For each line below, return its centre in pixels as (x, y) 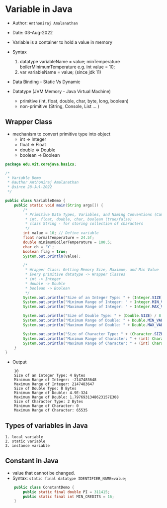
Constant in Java (32, 461)
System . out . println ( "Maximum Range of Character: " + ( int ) (86, 343)
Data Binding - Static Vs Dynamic (46, 82)
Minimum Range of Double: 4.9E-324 (51, 393)
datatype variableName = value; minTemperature (70, 61)
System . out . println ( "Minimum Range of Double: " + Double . (85, 320)
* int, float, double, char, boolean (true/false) (79, 219)
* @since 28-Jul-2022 (30, 187)
